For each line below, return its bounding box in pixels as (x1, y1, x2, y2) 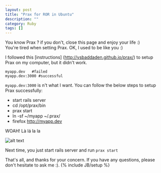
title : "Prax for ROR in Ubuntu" (5, 12, 74, 17)
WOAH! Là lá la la (5, 128, 41, 134)
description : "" (5, 16, 39, 21)
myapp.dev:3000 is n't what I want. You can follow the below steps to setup (5, 83, 156, 88)
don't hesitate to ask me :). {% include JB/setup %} (5, 162, 110, 168)
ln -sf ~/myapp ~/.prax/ (12, 113, 60, 119)
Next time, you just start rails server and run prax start (5, 147, 118, 153)
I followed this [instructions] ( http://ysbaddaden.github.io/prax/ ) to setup (5, 54, 154, 60)
